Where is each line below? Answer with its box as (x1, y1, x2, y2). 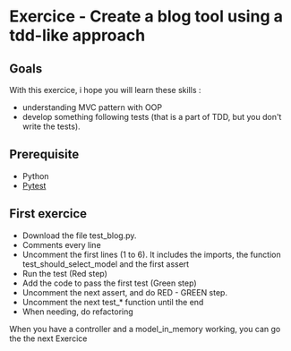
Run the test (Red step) (21, 268, 107, 278)
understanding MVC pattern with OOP (21, 102, 163, 113)
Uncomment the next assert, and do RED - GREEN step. (21, 287, 228, 297)
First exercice (9, 206, 88, 221)
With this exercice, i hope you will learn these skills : (9, 85, 201, 95)
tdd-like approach (9, 25, 146, 46)
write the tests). (21, 121, 81, 132)
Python (21, 170, 49, 181)
